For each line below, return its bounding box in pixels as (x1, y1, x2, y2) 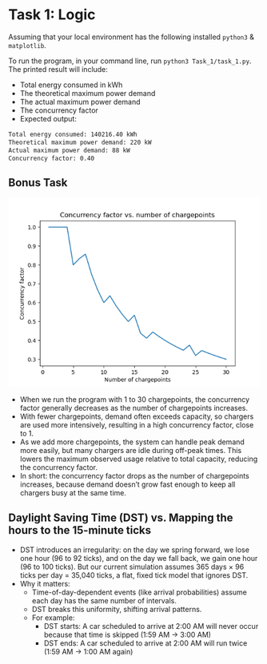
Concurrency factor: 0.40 (8, 154, 94, 162)
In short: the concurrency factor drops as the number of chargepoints (19, 471, 249, 480)
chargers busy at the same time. (19, 487, 126, 497)
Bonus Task (8, 176, 68, 189)
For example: (31, 613, 75, 622)
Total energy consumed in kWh (19, 80, 123, 89)
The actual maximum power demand (19, 97, 141, 106)
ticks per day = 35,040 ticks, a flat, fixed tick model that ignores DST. (19, 570, 249, 580)
